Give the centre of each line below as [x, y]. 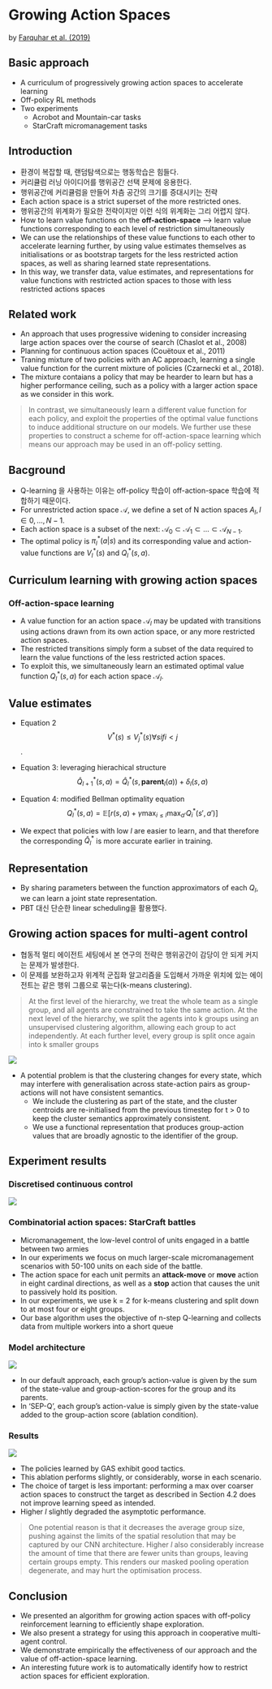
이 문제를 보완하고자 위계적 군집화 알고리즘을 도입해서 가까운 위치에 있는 [134, 975]
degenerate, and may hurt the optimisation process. [115, 1571]
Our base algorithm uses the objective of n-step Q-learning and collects [140, 1317]
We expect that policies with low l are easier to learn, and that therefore [140, 830]
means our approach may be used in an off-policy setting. [125, 445]
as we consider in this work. [67, 394]
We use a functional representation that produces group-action [138, 1127]
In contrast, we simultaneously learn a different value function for [138, 410]
